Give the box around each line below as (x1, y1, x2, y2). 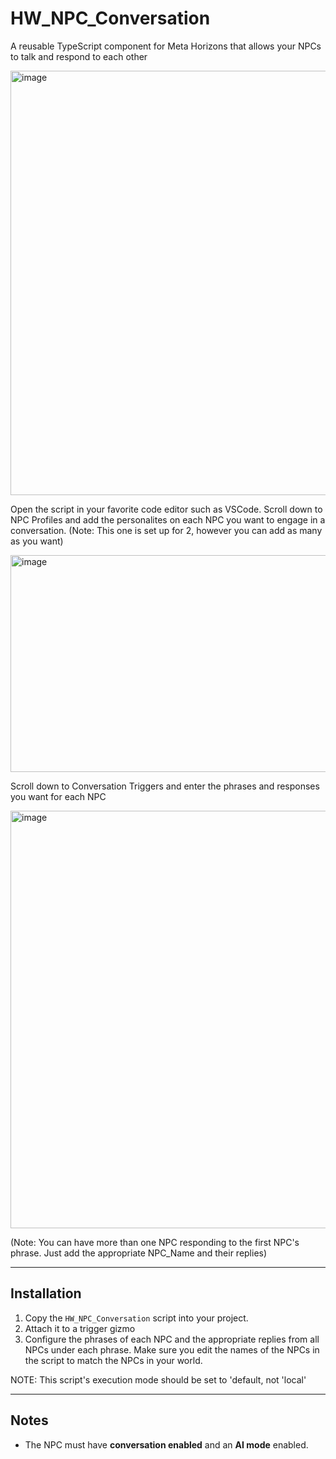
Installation (10, 1285, 82, 1302)
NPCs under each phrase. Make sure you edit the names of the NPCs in (24, 1343, 320, 1356)
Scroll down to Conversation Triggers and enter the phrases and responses (10, 780, 320, 792)
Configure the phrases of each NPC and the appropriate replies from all (24, 1333, 320, 1345)
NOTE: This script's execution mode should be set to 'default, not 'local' (10, 1373, 307, 1386)
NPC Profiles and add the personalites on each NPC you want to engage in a (10, 513, 326, 526)
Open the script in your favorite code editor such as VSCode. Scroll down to (10, 503, 323, 515)
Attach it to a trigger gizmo (24, 1322, 136, 1334)
